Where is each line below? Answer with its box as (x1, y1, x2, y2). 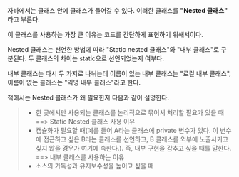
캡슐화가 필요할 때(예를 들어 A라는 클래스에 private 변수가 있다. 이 (35, 127, 219, 134)
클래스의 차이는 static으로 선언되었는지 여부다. (35, 54, 164, 63)
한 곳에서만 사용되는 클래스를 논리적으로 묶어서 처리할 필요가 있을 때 (35, 109, 225, 117)
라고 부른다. (7, 15, 41, 23)
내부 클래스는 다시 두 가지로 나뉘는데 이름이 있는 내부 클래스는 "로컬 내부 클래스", (7, 70, 232, 77)
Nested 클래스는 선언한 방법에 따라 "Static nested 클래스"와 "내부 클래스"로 (7, 45, 220, 53)
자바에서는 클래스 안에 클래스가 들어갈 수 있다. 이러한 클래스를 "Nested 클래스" (7, 6, 228, 14)
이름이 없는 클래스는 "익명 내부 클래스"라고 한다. (7, 78, 141, 87)
